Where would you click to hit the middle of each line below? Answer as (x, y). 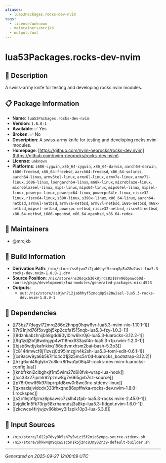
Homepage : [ (26, 150)
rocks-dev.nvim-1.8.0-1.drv (41, 273)
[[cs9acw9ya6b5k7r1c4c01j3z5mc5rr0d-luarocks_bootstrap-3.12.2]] (82, 356)
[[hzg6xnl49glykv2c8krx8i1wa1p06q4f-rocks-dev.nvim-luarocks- (79, 362)
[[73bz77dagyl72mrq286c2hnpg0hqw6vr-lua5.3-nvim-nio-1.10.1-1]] (81, 325)
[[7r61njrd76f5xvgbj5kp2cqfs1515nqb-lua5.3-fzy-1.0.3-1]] (70, 330)
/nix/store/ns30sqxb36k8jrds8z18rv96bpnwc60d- (97, 279)
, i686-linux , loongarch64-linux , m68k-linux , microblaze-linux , (88, 182)
